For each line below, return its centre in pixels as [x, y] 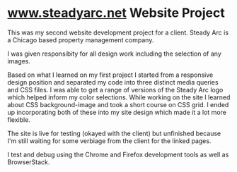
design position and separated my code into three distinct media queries [113, 82]
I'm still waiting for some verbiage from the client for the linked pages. [109, 141]
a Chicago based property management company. [81, 39]
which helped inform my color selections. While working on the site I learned [119, 97]
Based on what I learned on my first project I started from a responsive [110, 75]
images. [19, 61]
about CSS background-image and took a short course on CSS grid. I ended [118, 104]
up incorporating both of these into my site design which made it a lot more [117, 112]
